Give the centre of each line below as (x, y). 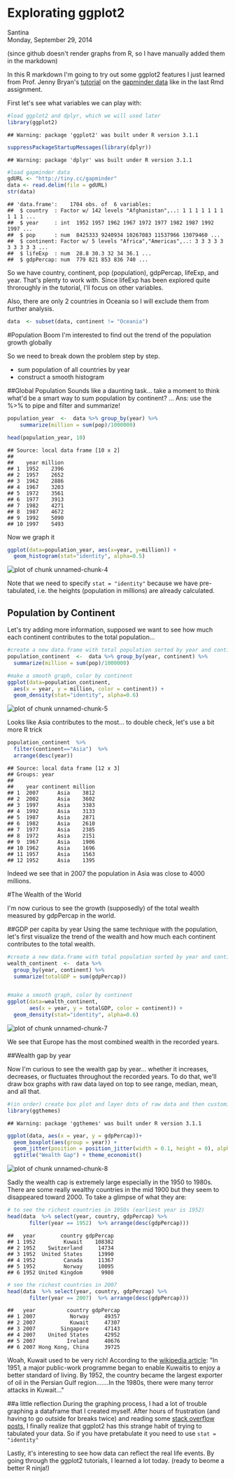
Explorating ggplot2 (66, 13)
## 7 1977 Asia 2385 (51, 829)
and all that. (24, 1091)
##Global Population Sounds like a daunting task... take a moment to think (114, 390)
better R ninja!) (29, 1468)
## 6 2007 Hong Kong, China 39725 (64, 1347)
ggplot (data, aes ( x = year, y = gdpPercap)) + (74, 1136)
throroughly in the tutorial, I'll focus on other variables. (85, 288)
